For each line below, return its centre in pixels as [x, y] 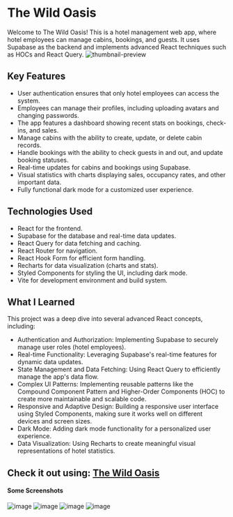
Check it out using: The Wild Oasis [83, 473]
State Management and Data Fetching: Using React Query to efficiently [119, 369]
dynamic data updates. [50, 362]
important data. [39, 182]
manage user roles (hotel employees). [72, 347]
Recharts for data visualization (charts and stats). [88, 265]
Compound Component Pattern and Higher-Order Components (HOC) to [121, 391]
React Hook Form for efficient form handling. [81, 258]
